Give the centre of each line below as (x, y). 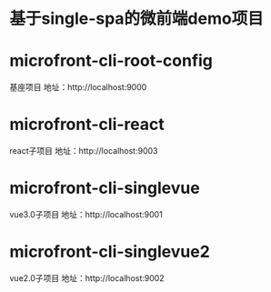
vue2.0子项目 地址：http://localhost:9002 (87, 277)
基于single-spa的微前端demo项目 (136, 19)
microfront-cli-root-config (111, 61)
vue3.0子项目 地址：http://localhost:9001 (86, 214)
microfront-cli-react (87, 125)
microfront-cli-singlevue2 (110, 252)
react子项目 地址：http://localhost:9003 (84, 151)
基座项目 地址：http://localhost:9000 (78, 87)
